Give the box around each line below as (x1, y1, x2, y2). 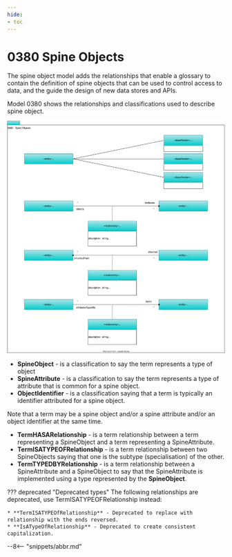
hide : (7, 11, 23, 18)
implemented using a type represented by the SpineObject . (17, 475, 187, 483)
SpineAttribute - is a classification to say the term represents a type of (17, 375, 220, 383)
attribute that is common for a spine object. (17, 382, 140, 390)
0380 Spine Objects (7, 49, 124, 65)
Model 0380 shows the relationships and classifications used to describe (7, 100, 215, 108)
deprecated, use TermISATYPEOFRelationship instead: (7, 496, 162, 504)
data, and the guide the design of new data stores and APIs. (7, 86, 177, 95)
